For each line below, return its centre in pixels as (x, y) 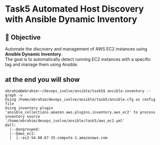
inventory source (23, 116)
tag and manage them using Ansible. (42, 64)
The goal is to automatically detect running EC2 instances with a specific (78, 59)
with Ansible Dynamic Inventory (71, 19)
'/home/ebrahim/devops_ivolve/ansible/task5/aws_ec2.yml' (65, 121)
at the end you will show (43, 80)
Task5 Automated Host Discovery (75, 9)
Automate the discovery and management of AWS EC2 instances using (76, 49)
